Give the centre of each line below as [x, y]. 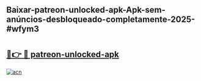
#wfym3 [23, 29]
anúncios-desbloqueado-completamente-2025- [101, 20]
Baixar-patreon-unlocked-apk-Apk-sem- [86, 10]
